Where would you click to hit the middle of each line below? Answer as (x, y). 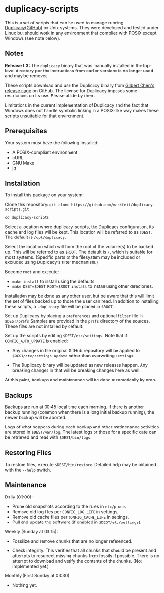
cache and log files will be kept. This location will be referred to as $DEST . (79, 232)
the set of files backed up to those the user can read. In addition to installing (82, 301)
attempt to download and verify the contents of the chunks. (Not (77, 561)
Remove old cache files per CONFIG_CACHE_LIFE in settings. (70, 517)
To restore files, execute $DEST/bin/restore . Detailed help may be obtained (81, 464)
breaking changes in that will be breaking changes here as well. (76, 370)
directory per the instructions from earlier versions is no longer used (84, 71)
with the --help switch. (28, 470)
